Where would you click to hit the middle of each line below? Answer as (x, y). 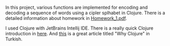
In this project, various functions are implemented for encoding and (77, 7)
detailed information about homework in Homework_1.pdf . (66, 18)
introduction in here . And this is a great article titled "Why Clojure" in (78, 33)
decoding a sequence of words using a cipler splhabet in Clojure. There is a (85, 13)
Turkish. (14, 39)
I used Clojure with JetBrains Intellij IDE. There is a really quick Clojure (79, 28)
